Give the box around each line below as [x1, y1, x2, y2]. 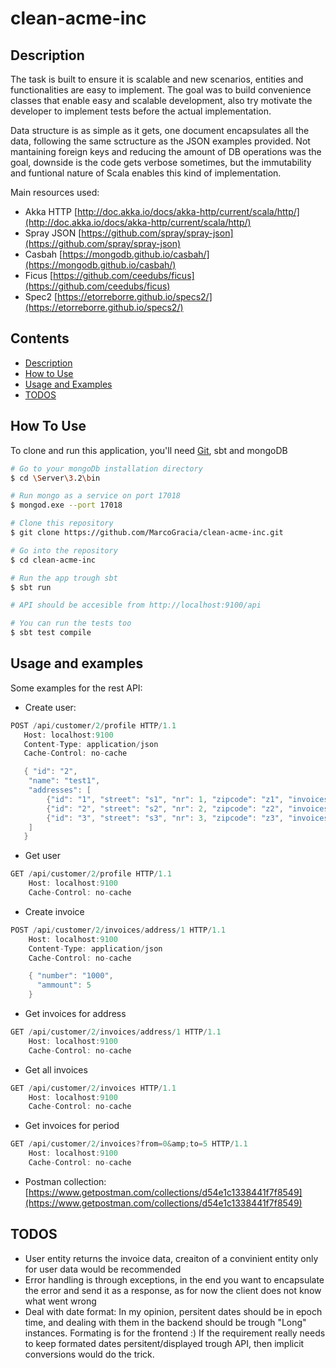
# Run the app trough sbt [10, 573, 118, 583]
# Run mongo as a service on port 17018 [10, 491, 182, 501]
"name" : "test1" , [28, 776, 101, 786]
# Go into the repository [10, 545, 118, 556]
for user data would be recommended [24, 1263, 182, 1275]
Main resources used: [10, 187, 100, 198]
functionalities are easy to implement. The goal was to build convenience [10, 84, 312, 96]
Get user [24, 850, 62, 862]
